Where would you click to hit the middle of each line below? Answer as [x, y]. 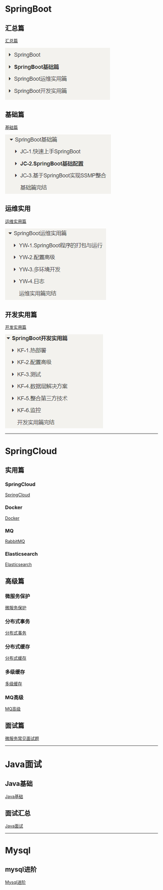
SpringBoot [28, 9]
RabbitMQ [15, 541]
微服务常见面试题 [22, 738]
